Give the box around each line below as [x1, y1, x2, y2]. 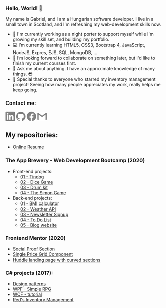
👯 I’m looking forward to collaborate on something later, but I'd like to [12, 55, 155, 61]
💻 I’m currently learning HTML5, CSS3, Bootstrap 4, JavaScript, [12, 42, 146, 48]
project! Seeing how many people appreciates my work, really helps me [12, 82, 161, 88]
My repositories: [5, 131, 58, 139]
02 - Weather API [20, 206, 56, 212]
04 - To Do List [20, 217, 51, 223]
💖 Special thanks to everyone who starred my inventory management [12, 76, 156, 82]
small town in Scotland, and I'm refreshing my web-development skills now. [5, 21, 161, 27]
